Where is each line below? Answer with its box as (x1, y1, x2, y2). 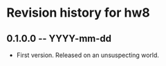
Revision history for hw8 (6, 5, 150, 21)
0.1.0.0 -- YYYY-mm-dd (6, 33, 112, 44)
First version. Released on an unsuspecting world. (16, 51, 160, 59)
